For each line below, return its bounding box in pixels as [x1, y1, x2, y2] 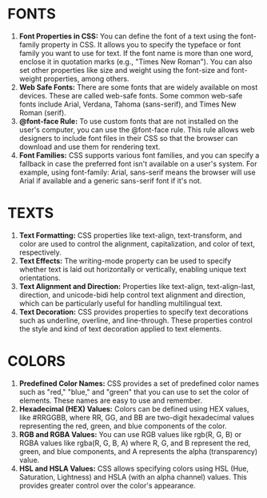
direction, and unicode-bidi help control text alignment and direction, [18, 290, 245, 299]
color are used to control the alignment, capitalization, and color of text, [18, 239, 255, 248]
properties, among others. [42, 74, 130, 83]
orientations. [18, 273, 61, 283]
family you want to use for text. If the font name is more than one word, [18, 48, 253, 58]
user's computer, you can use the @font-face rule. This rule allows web [18, 125, 255, 135]
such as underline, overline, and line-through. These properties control [18, 315, 253, 325]
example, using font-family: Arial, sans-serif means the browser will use [18, 167, 257, 177]
